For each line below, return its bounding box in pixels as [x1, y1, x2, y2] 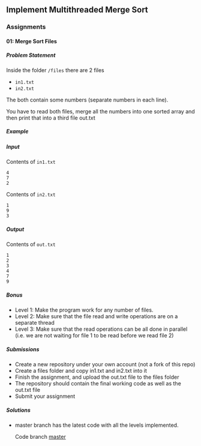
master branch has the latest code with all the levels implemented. [14, 421, 179, 429]
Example [6, 128, 29, 135]
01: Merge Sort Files [6, 37, 57, 44]
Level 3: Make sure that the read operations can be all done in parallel [14, 325, 188, 333]
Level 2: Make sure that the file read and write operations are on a [14, 313, 178, 320]
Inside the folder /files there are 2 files [6, 66, 104, 74]
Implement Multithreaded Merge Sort [6, 5, 148, 15]
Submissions [6, 345, 40, 353]
